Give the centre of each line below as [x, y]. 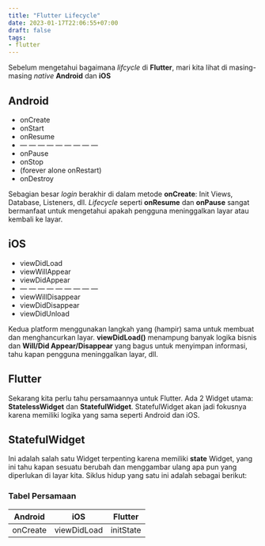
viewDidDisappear [49, 305]
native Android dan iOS [72, 76]
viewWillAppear [45, 271]
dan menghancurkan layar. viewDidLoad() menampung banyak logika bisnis [132, 337]
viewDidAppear [45, 280]
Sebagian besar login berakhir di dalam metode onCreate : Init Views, [121, 194]
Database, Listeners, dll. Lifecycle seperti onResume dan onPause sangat [129, 202]
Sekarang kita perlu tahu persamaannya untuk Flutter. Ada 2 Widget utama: [131, 398]
